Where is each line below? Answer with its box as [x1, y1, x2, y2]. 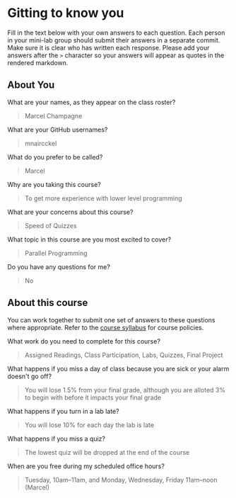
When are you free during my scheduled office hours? [7, 462, 165, 470]
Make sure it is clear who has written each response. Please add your [7, 43, 210, 52]
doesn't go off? [7, 372, 52, 380]
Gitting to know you [7, 5, 124, 21]
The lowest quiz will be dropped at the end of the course [24, 448, 190, 456]
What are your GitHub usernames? [7, 125, 108, 134]
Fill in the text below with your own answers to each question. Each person [7, 28, 225, 37]
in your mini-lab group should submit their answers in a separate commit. [7, 35, 220, 44]
